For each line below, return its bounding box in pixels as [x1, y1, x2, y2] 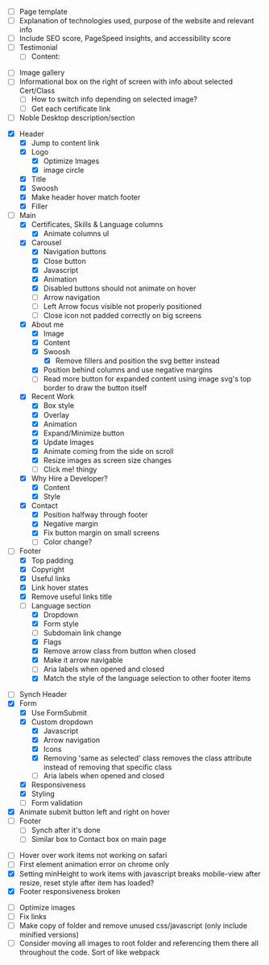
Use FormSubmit [31, 707, 88, 717]
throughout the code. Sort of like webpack [19, 947, 160, 957]
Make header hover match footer [31, 192, 141, 202]
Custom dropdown [31, 716, 93, 727]
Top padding [31, 555, 74, 565]
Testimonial [19, 43, 58, 52]
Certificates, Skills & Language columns [31, 220, 163, 229]
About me [31, 320, 64, 329]
